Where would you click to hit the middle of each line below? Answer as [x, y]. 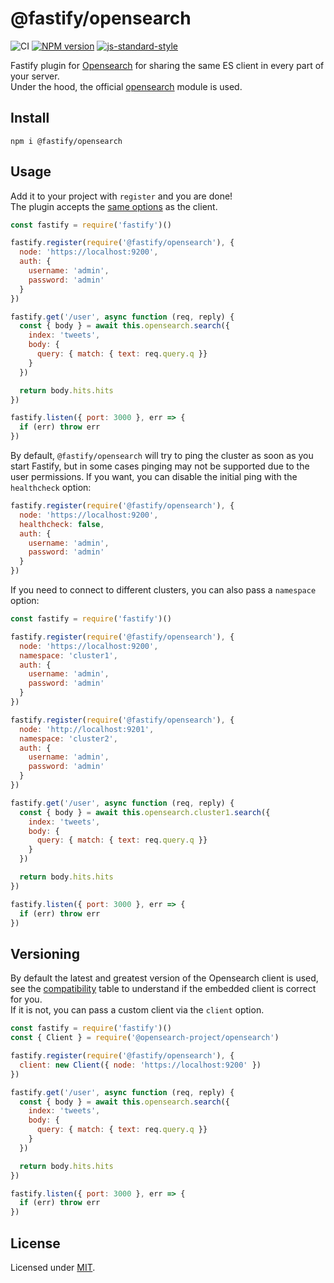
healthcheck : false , [62, 524]
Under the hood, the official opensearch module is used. [126, 86]
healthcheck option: [51, 488]
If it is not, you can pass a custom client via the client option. [137, 1010]
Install [30, 118]
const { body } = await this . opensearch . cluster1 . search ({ [145, 812]
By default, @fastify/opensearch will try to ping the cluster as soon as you [162, 456]
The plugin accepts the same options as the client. [114, 206]
